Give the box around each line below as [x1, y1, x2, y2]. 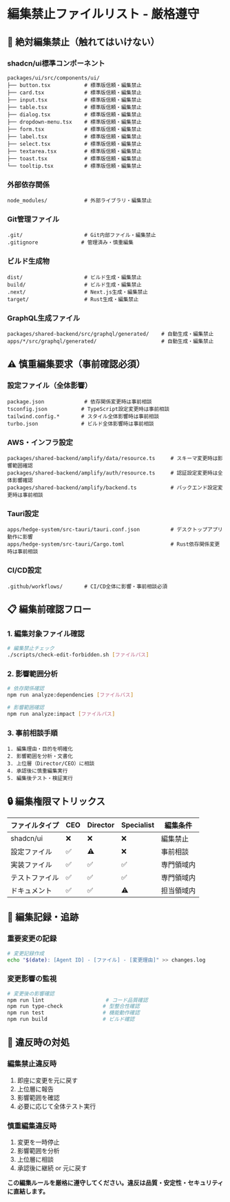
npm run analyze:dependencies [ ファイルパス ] [7, 691, 134, 698]
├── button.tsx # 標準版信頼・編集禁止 [7, 82, 143, 88]
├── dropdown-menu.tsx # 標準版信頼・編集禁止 [7, 118, 143, 125]
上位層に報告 [17, 1085, 54, 1093]
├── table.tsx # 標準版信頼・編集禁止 [7, 104, 143, 111]
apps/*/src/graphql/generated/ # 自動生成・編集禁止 [7, 338, 214, 345]
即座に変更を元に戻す [17, 1076, 78, 1085]
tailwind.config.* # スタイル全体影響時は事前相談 [7, 412, 160, 420]
